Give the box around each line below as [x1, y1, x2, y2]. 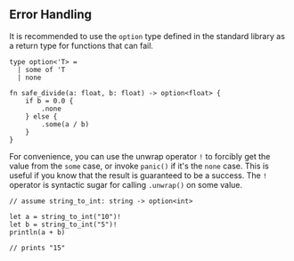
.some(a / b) [41, 119, 90, 128]
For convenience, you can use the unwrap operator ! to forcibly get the [9, 151, 271, 161]
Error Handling [9, 7, 92, 22]
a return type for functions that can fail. [9, 40, 154, 51]
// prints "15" [9, 243, 66, 252]
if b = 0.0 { [25, 96, 74, 105]
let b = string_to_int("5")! [9, 220, 118, 229]
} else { [25, 111, 58, 121]
